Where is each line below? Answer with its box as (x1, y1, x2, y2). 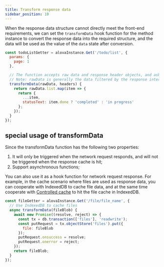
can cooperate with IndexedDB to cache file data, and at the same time (5, 184, 148, 190)
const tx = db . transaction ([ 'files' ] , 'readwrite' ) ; (18, 217, 128, 222)
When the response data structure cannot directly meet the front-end (5, 25, 145, 31)
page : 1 (14, 59, 29, 64)
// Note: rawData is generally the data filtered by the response (9, 77, 147, 82)
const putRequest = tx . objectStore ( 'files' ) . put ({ (18, 221, 123, 226)
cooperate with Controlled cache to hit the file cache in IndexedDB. (5, 189, 140, 195)
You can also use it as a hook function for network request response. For (5, 174, 152, 180)
